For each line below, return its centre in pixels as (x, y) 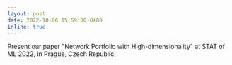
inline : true (27, 27)
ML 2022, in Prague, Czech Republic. (62, 54)
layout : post (27, 14)
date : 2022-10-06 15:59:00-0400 (55, 20)
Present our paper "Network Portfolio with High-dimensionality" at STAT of (116, 47)
